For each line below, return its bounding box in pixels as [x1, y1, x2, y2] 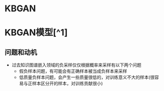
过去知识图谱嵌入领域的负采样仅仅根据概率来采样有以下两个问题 [11, 62, 141, 68]
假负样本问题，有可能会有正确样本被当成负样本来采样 [19, 68, 128, 74]
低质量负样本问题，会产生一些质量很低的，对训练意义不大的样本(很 [19, 74, 155, 80]
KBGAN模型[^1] [4, 27, 68, 38]
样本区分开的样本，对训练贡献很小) [32, 81, 103, 87]
